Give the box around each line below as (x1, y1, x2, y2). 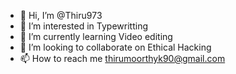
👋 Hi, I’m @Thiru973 (19, 10, 103, 21)
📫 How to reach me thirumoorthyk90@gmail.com (19, 53, 226, 64)
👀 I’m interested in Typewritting (19, 20, 148, 32)
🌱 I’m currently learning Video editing (19, 31, 173, 42)
